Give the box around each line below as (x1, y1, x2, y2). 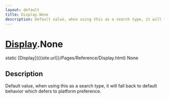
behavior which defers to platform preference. (5, 88, 102, 94)
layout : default (5, 7, 39, 13)
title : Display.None (5, 12, 49, 17)
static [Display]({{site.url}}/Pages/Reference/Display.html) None (5, 55, 139, 61)
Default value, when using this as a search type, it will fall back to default (5, 83, 157, 89)
